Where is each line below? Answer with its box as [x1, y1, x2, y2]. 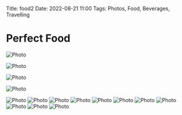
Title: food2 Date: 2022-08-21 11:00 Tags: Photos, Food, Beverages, [6, 5, 170, 12]
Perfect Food [6, 32, 70, 45]
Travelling [6, 11, 30, 18]
